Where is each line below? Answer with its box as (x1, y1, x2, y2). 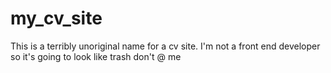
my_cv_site (10, 7, 103, 30)
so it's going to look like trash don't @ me (10, 50, 182, 62)
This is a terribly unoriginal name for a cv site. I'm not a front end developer (10, 40, 321, 52)
